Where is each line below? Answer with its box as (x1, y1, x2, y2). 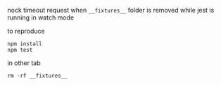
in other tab (7, 59, 41, 67)
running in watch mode (7, 13, 75, 22)
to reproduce (7, 27, 45, 35)
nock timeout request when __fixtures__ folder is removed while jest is (7, 6, 215, 14)
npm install (7, 41, 42, 48)
